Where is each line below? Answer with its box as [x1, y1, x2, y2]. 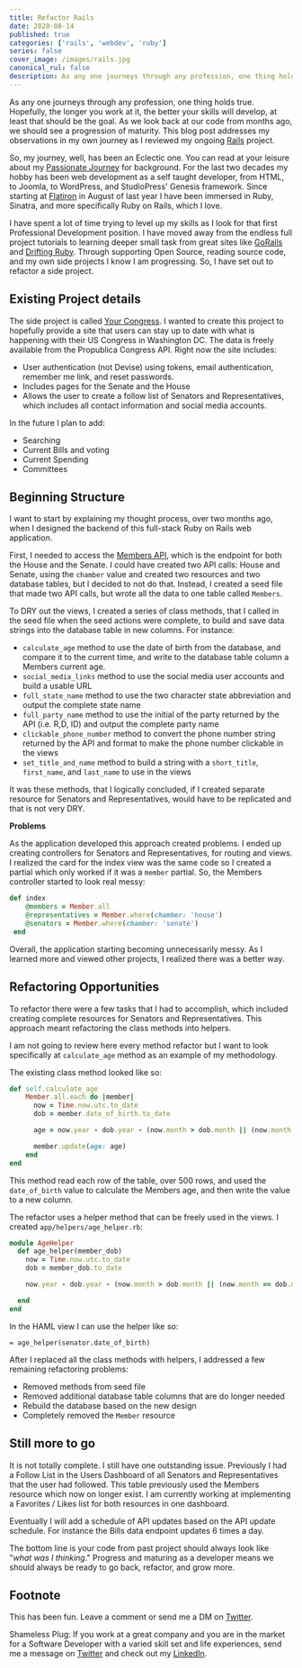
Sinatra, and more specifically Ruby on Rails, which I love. [9, 200, 223, 211]
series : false [9, 47, 63, 56]
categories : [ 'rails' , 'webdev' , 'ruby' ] [9, 38, 167, 48]
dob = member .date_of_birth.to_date [32, 1110, 171, 1119]
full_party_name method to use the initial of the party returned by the [22, 709, 280, 721]
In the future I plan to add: [9, 417, 105, 428]
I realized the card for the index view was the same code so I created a [9, 857, 271, 868]
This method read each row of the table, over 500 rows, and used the [9, 1174, 267, 1185]
